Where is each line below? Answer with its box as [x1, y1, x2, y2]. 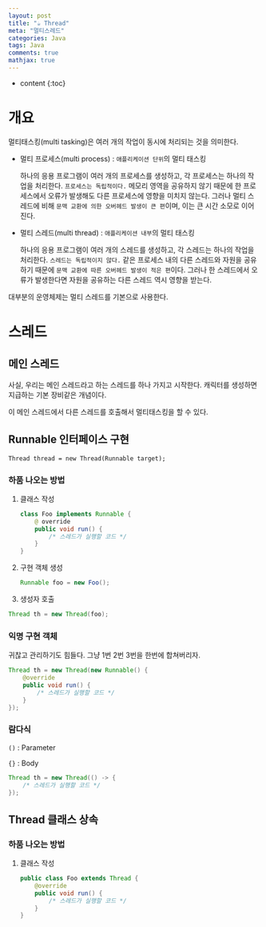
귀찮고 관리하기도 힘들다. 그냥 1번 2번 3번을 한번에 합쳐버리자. [8, 650, 201, 660]
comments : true [8, 49, 59, 57]
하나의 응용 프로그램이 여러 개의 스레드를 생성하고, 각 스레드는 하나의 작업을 [19, 245, 255, 255]
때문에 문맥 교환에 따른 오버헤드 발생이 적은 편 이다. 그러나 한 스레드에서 [34, 265, 250, 275]
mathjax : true [8, 57, 56, 65]
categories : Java [8, 34, 66, 42]
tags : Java [8, 42, 45, 50]
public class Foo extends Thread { [19, 874, 139, 883]
